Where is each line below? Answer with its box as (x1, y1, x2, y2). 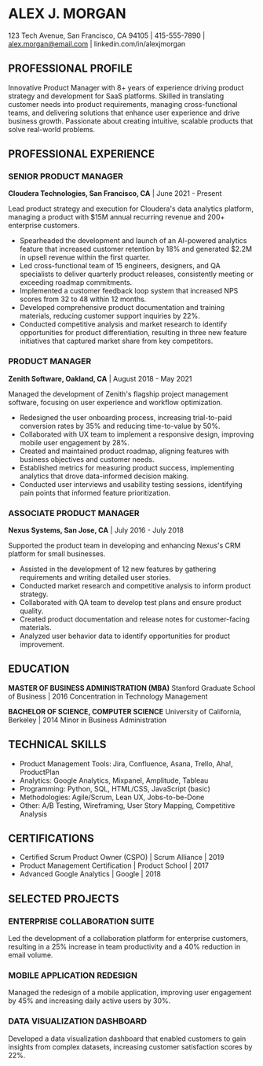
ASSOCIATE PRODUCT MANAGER (8, 507, 140, 518)
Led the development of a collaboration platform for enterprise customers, (8, 934, 249, 943)
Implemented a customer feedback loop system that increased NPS (19, 286, 239, 296)
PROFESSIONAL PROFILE (8, 62, 133, 76)
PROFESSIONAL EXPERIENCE (8, 147, 155, 161)
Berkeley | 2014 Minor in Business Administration (8, 715, 167, 725)
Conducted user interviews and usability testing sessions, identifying (19, 479, 243, 489)
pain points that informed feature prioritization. (19, 488, 171, 497)
